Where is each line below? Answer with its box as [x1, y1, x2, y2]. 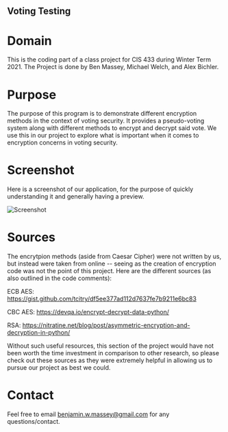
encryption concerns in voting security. [7, 138, 118, 147]
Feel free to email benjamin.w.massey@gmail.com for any [7, 410, 170, 418]
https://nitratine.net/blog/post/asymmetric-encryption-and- [22, 321, 190, 329]
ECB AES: [7, 288, 34, 296]
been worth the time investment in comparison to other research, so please [7, 349, 220, 357]
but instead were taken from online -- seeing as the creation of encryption [7, 259, 217, 268]
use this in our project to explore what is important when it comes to [7, 131, 199, 140]
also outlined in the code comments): [7, 274, 112, 283]
